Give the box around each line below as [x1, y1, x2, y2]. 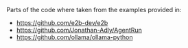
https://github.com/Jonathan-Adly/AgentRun [16, 26, 142, 34]
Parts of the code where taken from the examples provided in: [6, 6, 182, 14]
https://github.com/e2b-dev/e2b [16, 19, 108, 26]
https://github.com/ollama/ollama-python [16, 33, 133, 41]
